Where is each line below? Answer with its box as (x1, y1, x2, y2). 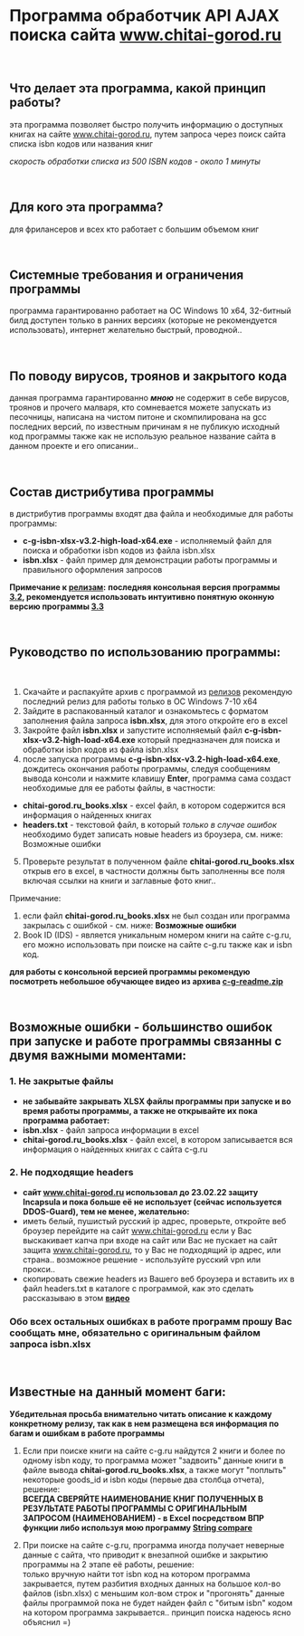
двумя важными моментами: (9, 1048, 187, 1063)
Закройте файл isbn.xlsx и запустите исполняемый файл (22, 725, 242, 736)
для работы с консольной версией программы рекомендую (9, 965, 251, 977)
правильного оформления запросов (22, 565, 163, 575)
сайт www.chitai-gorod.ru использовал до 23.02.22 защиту (22, 1186, 259, 1197)
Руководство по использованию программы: (9, 644, 281, 661)
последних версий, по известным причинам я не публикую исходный (9, 422, 280, 433)
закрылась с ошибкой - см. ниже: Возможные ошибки (22, 919, 237, 930)
